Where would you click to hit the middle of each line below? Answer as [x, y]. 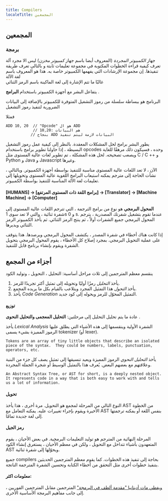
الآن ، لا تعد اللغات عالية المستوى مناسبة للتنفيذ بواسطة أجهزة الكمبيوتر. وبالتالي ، [81, 170]
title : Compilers [24, 10]
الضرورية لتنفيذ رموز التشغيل [33, 107]
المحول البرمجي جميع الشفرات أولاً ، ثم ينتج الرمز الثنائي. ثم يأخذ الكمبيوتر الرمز [80, 220]
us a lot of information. [33, 383]
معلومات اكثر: [19, 476]
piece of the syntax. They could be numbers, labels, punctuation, [79, 346]
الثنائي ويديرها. [19, 225]
